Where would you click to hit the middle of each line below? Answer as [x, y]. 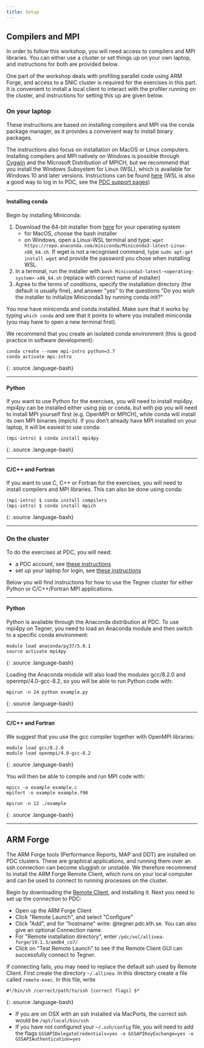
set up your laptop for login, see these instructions [78, 570]
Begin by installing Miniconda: [44, 215]
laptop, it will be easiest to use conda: [54, 427]
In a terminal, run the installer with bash [64, 271]
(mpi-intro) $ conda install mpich [51, 506]
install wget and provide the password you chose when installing [107, 258]
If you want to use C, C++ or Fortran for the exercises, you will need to [94, 483]
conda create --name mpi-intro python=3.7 [61, 351]
